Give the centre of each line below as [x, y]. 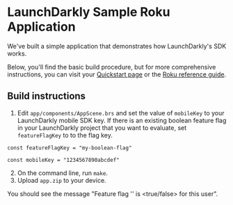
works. [17, 54]
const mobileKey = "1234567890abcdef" [63, 160]
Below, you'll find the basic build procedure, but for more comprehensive [112, 67]
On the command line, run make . [62, 173]
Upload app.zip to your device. [62, 180]
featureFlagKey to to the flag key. [65, 135]
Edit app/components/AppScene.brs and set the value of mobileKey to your [121, 113]
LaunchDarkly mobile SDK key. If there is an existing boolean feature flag [122, 120]
